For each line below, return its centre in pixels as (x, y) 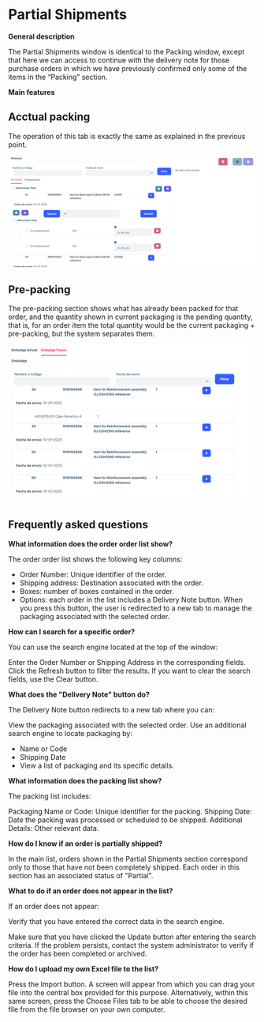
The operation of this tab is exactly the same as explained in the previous (127, 136)
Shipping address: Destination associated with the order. (111, 583)
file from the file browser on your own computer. (87, 1009)
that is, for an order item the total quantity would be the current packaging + (132, 325)
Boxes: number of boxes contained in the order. (97, 591)
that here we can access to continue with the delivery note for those (119, 60)
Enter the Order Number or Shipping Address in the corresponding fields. (127, 662)
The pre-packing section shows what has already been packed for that (123, 308)
